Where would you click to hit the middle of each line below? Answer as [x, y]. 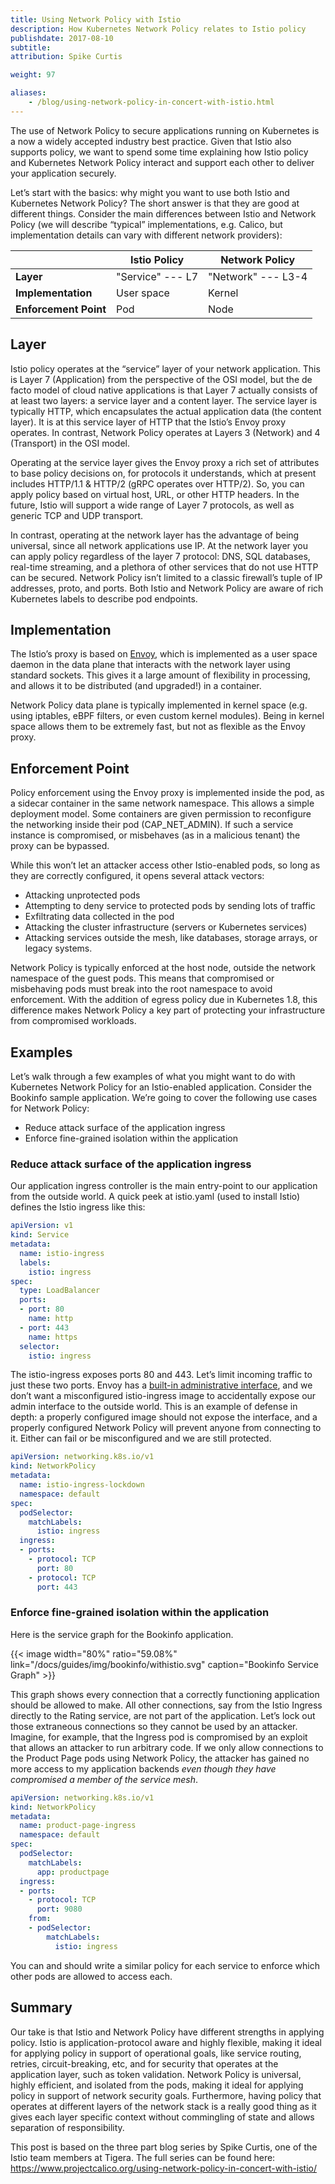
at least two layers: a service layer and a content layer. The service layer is [164, 400]
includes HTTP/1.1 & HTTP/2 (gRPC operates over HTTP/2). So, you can [157, 483]
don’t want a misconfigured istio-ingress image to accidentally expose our [163, 1396]
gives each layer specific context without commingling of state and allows [162, 2117]
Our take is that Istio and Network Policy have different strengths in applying [167, 2032]
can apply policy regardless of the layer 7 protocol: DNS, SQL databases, [160, 556]
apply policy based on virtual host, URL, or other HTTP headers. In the [155, 494]
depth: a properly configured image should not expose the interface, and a [164, 1417]
